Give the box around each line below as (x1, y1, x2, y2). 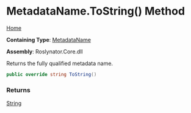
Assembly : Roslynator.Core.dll (6, 47, 84, 55)
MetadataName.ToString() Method (6, 4, 185, 18)
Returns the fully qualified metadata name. (6, 60, 114, 67)
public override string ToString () (6, 71, 97, 77)
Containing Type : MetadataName (6, 36, 92, 43)
